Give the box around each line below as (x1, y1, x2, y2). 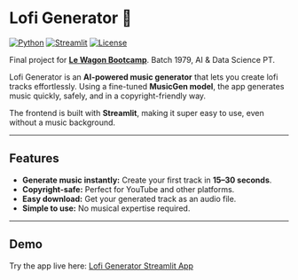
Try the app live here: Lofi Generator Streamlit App (9, 261, 193, 271)
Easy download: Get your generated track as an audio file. (21, 193, 237, 204)
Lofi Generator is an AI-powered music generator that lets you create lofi (9, 71, 278, 82)
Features (9, 151, 59, 167)
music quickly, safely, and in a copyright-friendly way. (9, 90, 207, 101)
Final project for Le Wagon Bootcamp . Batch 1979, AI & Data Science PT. (9, 54, 275, 65)
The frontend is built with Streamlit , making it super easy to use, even (9, 107, 264, 118)
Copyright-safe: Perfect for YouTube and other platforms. (21, 183, 235, 194)
